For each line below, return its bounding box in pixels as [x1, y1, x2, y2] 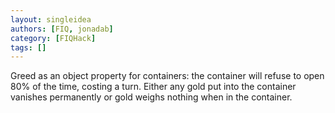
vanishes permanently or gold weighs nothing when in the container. [10, 91, 293, 103]
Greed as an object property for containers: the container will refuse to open [10, 70, 325, 82]
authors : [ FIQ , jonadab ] [10, 24, 114, 34]
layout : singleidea [10, 14, 92, 25]
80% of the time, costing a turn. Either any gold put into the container [10, 81, 297, 93]
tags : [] [10, 42, 47, 53]
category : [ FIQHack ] [10, 33, 97, 43]
